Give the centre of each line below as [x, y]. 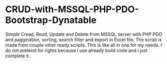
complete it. [18, 56]
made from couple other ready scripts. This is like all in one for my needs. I [83, 45]
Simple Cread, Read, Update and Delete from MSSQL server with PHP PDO [84, 34]
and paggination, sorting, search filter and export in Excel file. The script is [83, 40]
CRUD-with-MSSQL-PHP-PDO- [72, 9]
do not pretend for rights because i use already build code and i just [76, 50]
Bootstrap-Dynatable [51, 20]
